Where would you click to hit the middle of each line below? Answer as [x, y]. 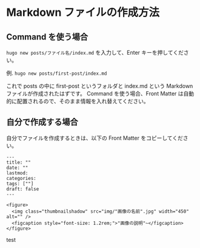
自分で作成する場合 [42, 122]
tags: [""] [20, 184]
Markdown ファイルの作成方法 [83, 12]
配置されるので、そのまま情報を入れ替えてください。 [83, 101]
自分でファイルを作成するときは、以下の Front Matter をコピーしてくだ [95, 138]
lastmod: [17, 173]
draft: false [23, 189]
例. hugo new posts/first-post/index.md [57, 73]
